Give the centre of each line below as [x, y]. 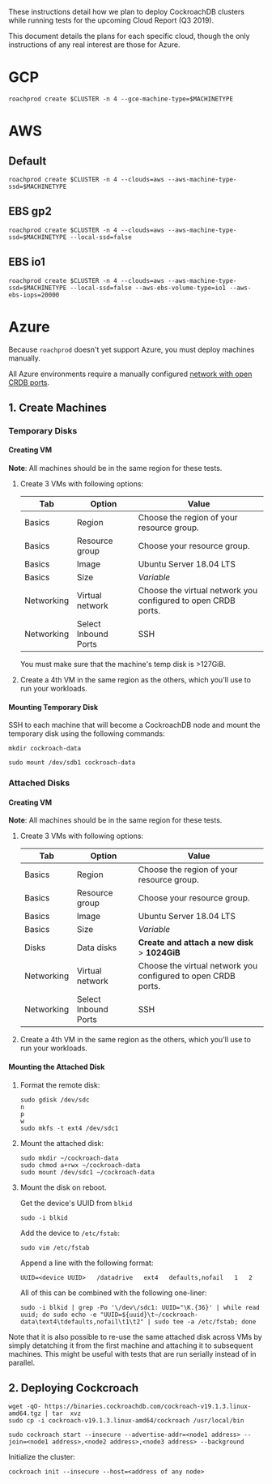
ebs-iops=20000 [34, 295]
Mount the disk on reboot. [63, 1187]
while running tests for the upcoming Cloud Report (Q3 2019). [111, 20]
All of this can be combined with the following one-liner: [113, 1293]
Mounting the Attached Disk [57, 1067]
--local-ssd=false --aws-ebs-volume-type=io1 [148, 288]
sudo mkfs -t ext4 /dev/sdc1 [69, 1128]
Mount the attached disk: [62, 1143]
